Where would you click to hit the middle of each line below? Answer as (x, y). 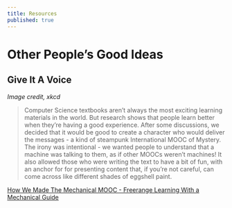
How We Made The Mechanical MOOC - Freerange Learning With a (103, 190)
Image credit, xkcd (34, 96)
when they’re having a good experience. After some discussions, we (122, 125)
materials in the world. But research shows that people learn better (119, 117)
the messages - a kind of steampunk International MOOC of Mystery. (123, 139)
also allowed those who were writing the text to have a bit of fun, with (123, 162)
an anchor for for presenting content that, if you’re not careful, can (119, 169)
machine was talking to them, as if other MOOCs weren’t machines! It (123, 154)
